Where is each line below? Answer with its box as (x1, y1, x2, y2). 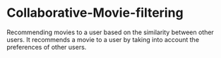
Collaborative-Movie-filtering (6, 5, 184, 21)
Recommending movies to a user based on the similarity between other (6, 28, 215, 36)
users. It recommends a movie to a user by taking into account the (6, 35, 199, 43)
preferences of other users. (6, 43, 87, 51)
